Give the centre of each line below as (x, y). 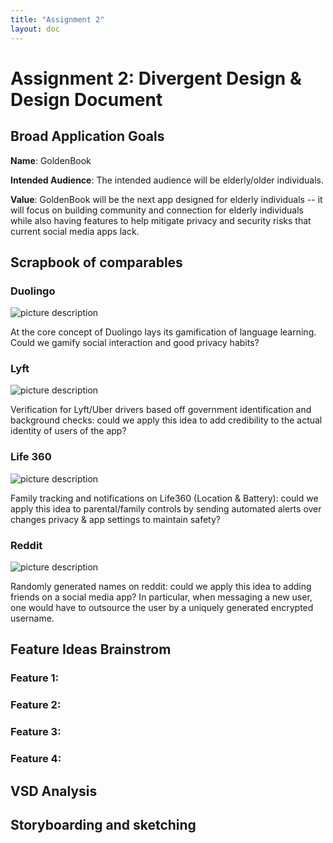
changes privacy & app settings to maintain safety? (115, 519)
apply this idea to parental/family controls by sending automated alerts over (166, 508)
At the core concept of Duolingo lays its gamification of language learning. (163, 332)
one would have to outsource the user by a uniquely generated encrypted (162, 608)
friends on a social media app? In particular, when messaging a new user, (161, 597)
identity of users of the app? (68, 431)
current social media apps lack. (75, 231)
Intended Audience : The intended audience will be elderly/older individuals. (167, 180)
